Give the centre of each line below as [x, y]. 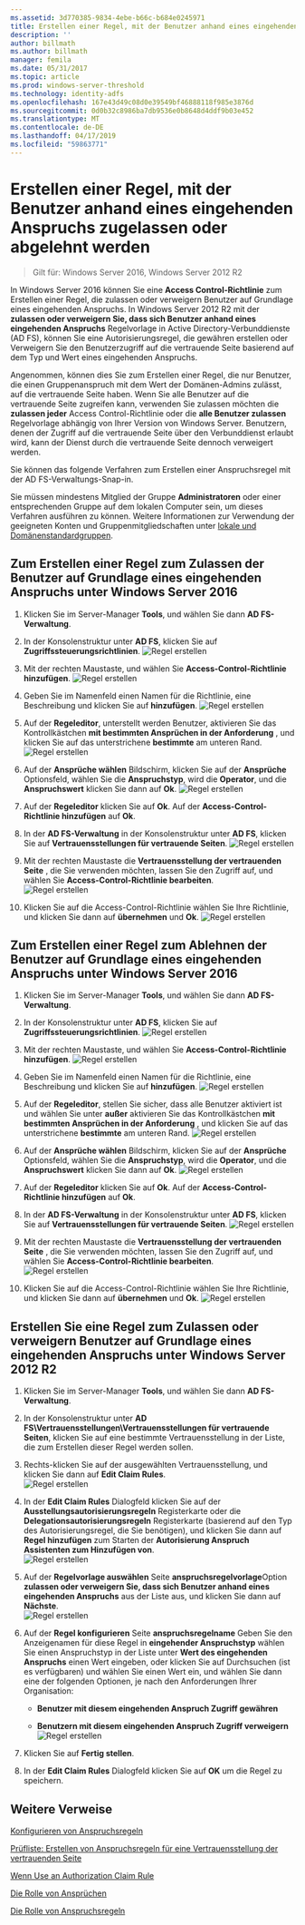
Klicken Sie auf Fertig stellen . [79, 1754]
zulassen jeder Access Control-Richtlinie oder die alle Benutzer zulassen [148, 413]
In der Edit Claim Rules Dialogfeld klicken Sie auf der [122, 1501]
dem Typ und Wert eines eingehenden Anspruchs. [104, 357]
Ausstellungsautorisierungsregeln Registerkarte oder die [132, 1511]
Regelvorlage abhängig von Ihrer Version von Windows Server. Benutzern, [149, 423]
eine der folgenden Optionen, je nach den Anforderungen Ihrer [140, 1681]
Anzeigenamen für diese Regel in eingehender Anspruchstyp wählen [154, 1643]
